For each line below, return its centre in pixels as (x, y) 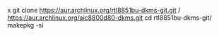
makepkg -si (25, 25)
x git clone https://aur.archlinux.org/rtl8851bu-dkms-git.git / (94, 10)
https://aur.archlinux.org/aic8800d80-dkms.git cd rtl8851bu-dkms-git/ (109, 18)
